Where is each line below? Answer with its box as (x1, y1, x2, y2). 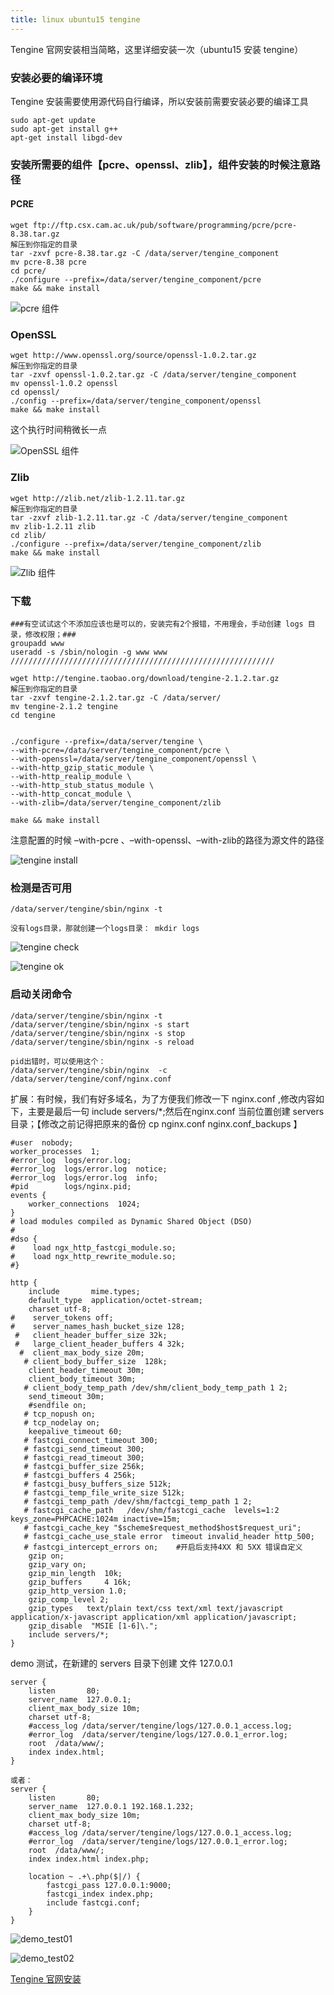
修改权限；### (24, 629, 77, 640)
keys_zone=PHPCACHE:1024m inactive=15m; (10, 1514, 182, 1524)
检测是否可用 (10, 881, 73, 895)
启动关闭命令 (10, 987, 73, 1001)
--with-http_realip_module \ (10, 771, 132, 781)
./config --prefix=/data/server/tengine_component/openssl (10, 396, 262, 406)
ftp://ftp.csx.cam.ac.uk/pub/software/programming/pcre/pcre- (32, 221, 298, 231)
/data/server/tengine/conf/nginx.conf (10, 1074, 172, 1084)
